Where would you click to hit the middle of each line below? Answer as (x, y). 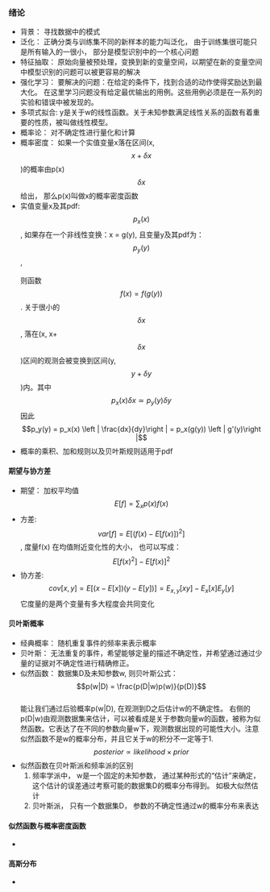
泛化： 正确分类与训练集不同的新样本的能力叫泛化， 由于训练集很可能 (135, 42)
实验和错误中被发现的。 (59, 102)
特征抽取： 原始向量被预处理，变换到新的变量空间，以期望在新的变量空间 (141, 62)
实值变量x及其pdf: (50, 206)
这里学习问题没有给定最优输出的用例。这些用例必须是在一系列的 (156, 92)
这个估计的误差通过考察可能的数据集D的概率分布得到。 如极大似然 (141, 786)
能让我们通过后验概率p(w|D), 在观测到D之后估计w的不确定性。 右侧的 (135, 708)
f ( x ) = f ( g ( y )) (141, 293)
